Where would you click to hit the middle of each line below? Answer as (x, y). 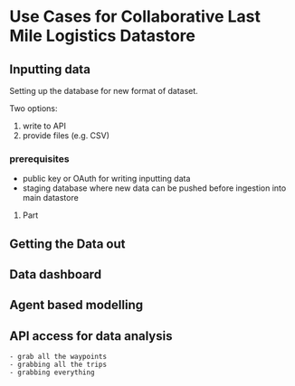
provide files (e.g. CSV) (66, 136)
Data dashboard (56, 274)
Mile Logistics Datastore (103, 36)
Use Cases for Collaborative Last (135, 17)
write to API (44, 126)
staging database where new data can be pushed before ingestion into (154, 188)
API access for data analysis (91, 336)
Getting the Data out (67, 244)
